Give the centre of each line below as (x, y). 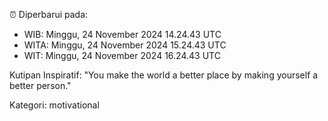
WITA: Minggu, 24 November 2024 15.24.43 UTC (125, 45)
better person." (40, 85)
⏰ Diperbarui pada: (49, 14)
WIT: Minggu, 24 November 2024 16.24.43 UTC (122, 55)
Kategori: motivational (54, 105)
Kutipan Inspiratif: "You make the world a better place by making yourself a (164, 75)
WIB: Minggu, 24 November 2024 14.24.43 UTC (122, 34)
